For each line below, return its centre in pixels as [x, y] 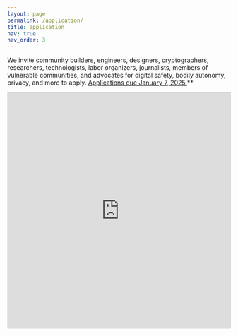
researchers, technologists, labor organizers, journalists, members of [108, 68]
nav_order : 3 [26, 40]
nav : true [22, 34]
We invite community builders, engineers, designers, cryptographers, [108, 60]
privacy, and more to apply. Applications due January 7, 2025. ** [100, 83]
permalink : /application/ [45, 20]
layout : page [26, 14]
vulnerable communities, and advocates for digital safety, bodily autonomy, [117, 76]
